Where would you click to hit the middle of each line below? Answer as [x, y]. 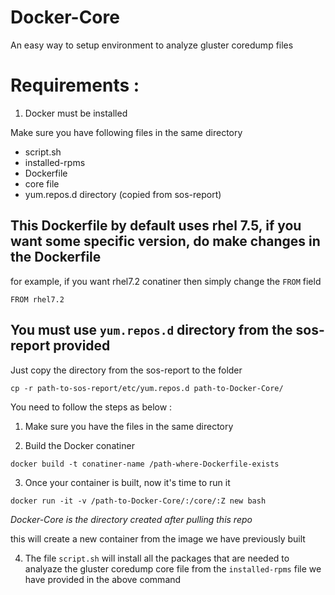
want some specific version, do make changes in [165, 241]
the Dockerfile [56, 257]
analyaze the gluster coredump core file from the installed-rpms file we [173, 568]
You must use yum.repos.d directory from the [151, 330]
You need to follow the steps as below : [91, 407]
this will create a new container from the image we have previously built [158, 538]
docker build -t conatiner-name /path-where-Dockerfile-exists [145, 464]
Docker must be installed [76, 113]
